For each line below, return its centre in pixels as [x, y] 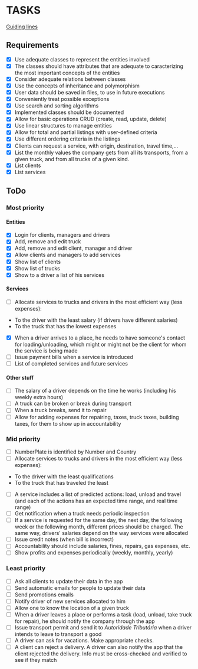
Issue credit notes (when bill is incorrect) [64, 539]
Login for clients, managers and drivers [62, 235]
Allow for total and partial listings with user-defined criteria [86, 132]
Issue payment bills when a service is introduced [74, 357]
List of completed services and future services [71, 364]
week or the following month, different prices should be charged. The [99, 527]
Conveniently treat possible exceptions [62, 99]
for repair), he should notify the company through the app [85, 621]
